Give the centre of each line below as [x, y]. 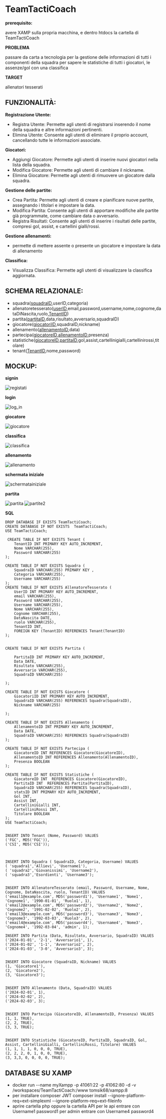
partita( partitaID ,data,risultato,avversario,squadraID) [66, 319]
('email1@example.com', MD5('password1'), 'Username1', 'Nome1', [74, 897]
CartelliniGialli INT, [37, 805]
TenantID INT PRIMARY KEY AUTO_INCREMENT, [58, 544]
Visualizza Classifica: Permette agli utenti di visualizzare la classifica [82, 270]
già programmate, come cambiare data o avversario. [66, 215]
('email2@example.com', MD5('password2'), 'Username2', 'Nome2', [74, 906]
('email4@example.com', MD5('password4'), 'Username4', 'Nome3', [74, 923]
